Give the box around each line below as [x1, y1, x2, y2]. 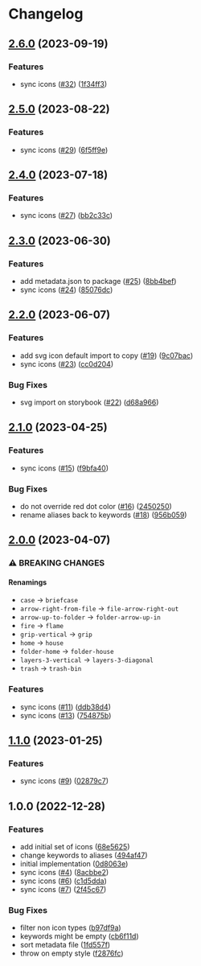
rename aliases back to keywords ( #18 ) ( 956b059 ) [19, 510, 187, 520]
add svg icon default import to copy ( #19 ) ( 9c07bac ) [19, 351, 194, 360]
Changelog [8, 5, 84, 23]
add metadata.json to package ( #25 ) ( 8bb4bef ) [19, 276, 177, 286]
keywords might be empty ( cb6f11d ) [19, 931, 139, 941]
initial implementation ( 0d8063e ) [19, 859, 129, 869]
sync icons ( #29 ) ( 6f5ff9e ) [19, 145, 109, 154]
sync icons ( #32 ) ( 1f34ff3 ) [19, 79, 108, 88]
